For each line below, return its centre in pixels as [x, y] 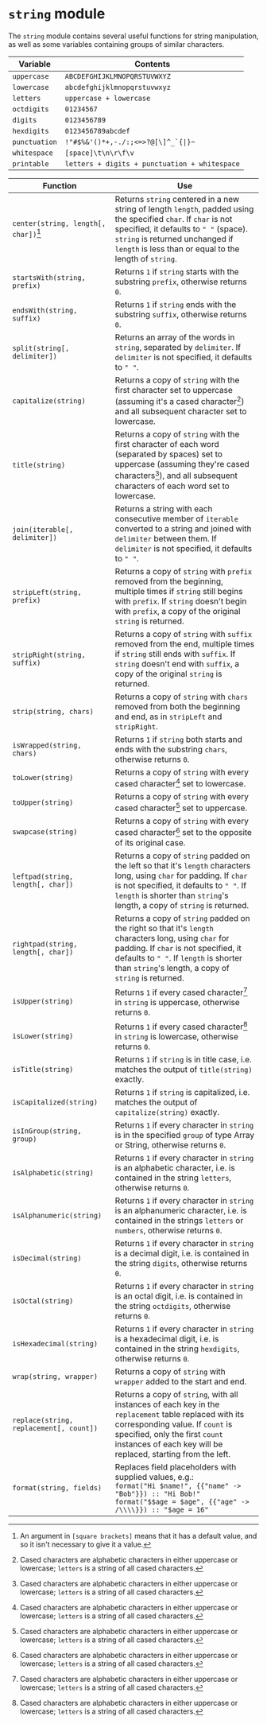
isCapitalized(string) [55, 1103]
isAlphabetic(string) [53, 1173]
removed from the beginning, [169, 581]
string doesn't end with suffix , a [177, 663]
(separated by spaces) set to [168, 454]
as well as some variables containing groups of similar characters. [116, 44]
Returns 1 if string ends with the [176, 305]
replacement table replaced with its [180, 1415]
